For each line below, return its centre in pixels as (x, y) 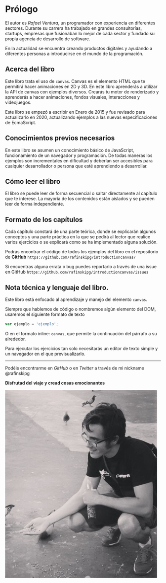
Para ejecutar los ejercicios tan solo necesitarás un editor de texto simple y (82, 348)
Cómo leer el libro (33, 182)
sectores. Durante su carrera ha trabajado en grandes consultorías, (74, 28)
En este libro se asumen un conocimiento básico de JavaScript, (70, 150)
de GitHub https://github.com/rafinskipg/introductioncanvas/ (70, 257)
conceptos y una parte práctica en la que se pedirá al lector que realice (78, 237)
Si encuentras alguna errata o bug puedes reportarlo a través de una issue (81, 267)
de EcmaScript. (21, 122)
